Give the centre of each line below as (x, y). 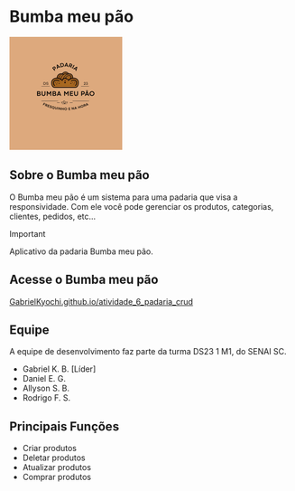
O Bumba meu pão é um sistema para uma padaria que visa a (124, 197)
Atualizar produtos (57, 467)
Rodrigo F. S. (46, 398)
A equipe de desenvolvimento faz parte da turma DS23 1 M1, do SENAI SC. (148, 352)
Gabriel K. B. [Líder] (59, 369)
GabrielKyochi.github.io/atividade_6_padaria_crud (101, 301)
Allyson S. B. (46, 388)
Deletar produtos (54, 458)
